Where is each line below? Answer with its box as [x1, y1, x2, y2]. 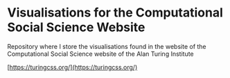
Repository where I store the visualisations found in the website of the [7, 42, 206, 50]
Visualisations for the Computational [7, 5, 223, 21]
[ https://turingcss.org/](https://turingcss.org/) [7, 63, 138, 71]
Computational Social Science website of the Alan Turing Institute [7, 50, 194, 58]
